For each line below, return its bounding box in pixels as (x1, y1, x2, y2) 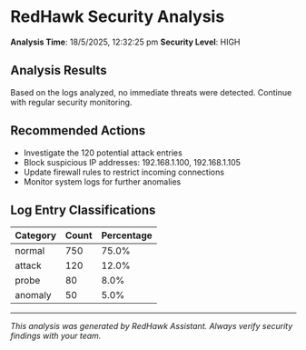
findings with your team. (10, 330, 102, 342)
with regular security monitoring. (10, 96, 133, 107)
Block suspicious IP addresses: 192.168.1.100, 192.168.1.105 (23, 156, 242, 167)
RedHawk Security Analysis (10, 6, 225, 27)
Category (15, 229, 57, 242)
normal (15, 245, 45, 257)
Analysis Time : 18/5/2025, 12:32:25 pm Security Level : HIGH (10, 36, 241, 47)
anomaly (15, 289, 52, 302)
